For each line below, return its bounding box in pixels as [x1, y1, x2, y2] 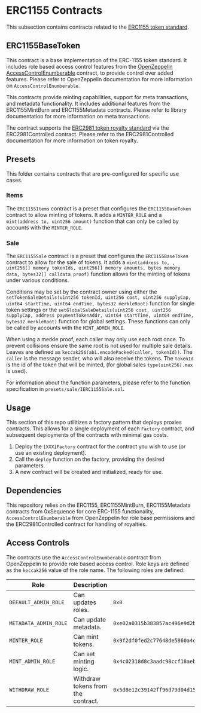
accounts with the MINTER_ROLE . [6, 224, 83, 231]
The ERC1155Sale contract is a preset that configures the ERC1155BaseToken [6, 252, 188, 260]
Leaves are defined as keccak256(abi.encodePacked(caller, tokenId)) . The [6, 348, 193, 356]
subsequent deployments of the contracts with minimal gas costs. [6, 431, 169, 438]
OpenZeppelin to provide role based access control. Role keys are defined [6, 560, 190, 567]
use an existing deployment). [14, 449, 87, 456]
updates [73, 598, 97, 607]
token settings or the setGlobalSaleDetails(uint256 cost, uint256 [6, 306, 172, 314]
